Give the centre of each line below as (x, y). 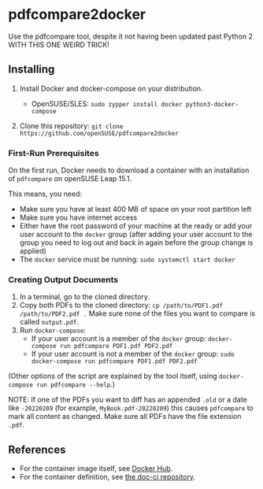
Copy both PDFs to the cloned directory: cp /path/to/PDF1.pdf (121, 306)
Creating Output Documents (63, 280)
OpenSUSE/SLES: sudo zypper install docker (107, 103)
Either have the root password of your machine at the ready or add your (136, 226)
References (37, 449)
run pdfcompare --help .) (76, 384)
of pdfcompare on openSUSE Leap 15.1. (70, 179)
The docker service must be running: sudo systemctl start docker (128, 259)
